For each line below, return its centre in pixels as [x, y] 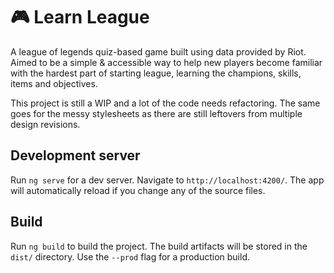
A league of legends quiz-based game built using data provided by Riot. [158, 51]
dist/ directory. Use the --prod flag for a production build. [130, 256]
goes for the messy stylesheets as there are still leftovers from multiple [156, 113]
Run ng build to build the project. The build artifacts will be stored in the [159, 246]
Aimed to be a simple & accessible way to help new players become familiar [166, 62]
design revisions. [45, 124]
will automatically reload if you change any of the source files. [138, 190]
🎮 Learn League [80, 17]
